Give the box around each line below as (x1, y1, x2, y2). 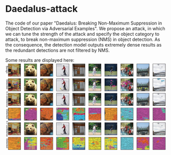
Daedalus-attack (5, 3, 78, 15)
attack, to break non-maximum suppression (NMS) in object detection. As (5, 36, 160, 42)
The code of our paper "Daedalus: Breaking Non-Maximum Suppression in (5, 20, 162, 26)
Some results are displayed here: (5, 57, 75, 63)
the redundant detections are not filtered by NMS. (5, 47, 110, 53)
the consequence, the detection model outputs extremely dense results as (5, 41, 162, 48)
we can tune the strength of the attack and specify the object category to (5, 31, 160, 37)
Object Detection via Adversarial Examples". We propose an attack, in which (5, 25, 165, 31)
